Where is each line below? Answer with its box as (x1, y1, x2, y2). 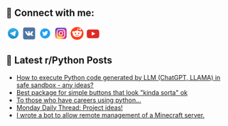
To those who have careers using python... (16, 96, 142, 104)
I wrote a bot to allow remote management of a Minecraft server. (16, 110, 205, 119)
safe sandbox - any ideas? (16, 81, 94, 89)
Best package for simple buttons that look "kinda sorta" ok (16, 88, 188, 96)
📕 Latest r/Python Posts (6, 55, 113, 67)
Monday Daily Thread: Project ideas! (16, 103, 123, 112)
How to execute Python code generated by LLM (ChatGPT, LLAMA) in (16, 73, 221, 81)
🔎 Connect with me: (6, 7, 94, 19)
